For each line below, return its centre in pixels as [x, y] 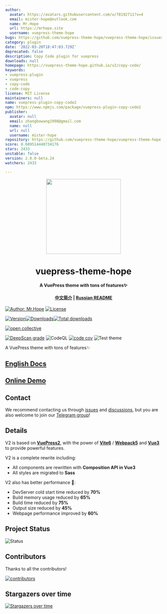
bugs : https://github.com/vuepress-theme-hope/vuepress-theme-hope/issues [84, 38]
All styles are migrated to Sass [44, 473]
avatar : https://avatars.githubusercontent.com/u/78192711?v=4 [76, 14]
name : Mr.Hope [24, 24]
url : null [20, 130]
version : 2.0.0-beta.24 [30, 158]
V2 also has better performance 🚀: [41, 482]
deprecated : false [24, 51]
